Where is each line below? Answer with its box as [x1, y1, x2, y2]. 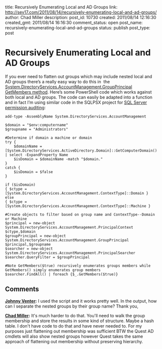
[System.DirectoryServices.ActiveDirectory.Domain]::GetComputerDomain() [5, 148, 158, 153]
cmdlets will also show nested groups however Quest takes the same [5, 333, 143, 339]
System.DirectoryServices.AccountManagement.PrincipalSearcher [5, 251, 136, 255]
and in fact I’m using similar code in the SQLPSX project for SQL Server [5, 99, 147, 105]
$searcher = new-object [5, 246, 53, 251]
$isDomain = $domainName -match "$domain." [14, 156, 103, 161]
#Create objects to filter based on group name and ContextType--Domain [5, 212, 155, 217]
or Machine [5, 216, 27, 221]
